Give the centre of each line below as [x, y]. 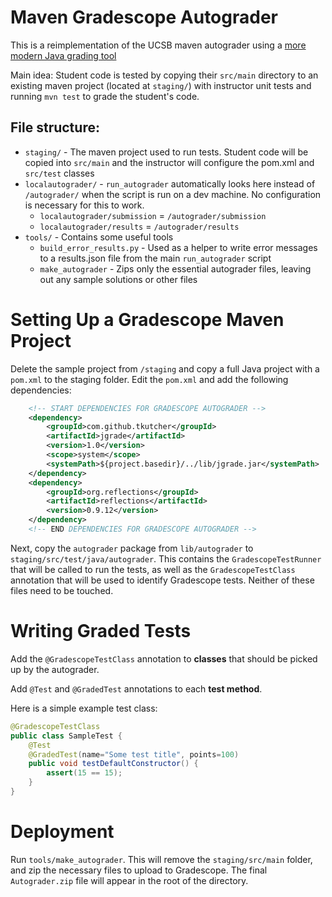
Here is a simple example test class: [84, 708]
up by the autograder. [55, 669]
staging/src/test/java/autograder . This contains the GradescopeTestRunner [166, 558]
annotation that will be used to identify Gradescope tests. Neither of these [162, 580]
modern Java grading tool [63, 55]
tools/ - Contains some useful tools [99, 237]
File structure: [55, 127]
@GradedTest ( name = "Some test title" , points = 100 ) [134, 754]
